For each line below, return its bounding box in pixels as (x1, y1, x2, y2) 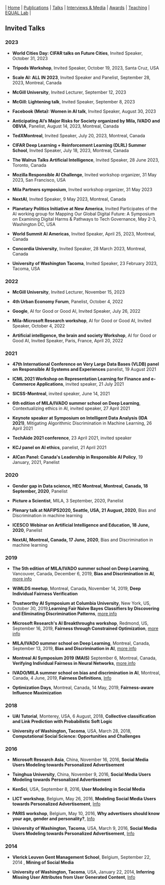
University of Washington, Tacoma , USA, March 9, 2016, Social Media (12, 825, 157, 831)
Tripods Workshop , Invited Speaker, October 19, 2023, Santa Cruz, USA (12, 65, 159, 71)
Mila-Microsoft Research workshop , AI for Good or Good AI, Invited (12, 318, 152, 324)
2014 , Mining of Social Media (12, 859, 74, 865)
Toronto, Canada (12, 162, 47, 168)
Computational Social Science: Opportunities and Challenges (12, 733, 141, 739)
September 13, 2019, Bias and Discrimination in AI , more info (12, 645, 137, 651)
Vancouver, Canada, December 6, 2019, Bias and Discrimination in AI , (12, 570, 155, 576)
